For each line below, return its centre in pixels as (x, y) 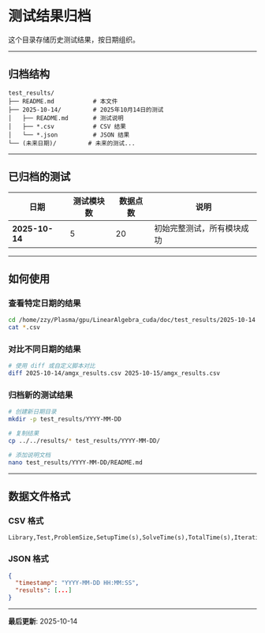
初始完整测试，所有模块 (198, 228)
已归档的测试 (39, 177)
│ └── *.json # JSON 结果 (69, 135)
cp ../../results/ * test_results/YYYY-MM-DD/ (84, 440)
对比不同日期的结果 (45, 349)
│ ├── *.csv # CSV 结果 (67, 126)
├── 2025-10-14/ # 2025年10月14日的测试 (86, 110)
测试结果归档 (50, 16)
